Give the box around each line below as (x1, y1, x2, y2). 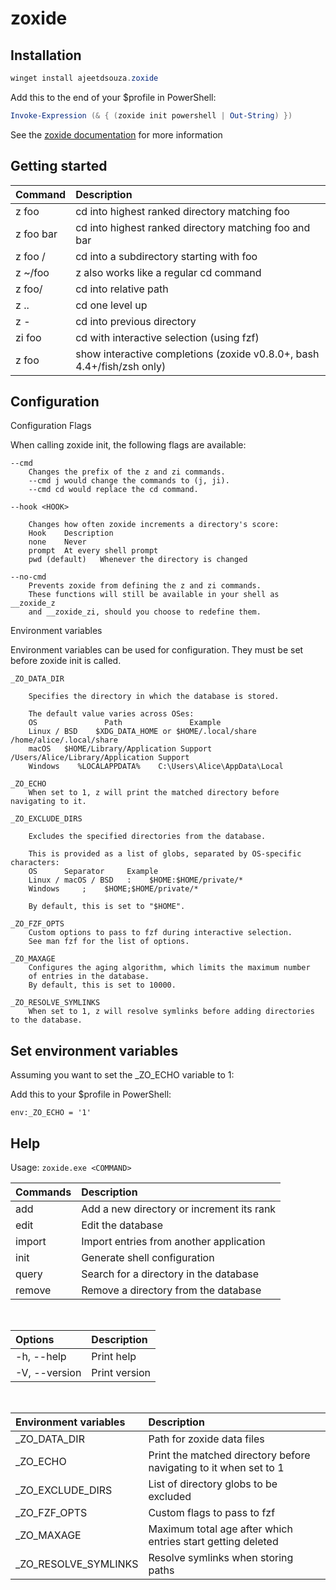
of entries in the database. (28, 972, 150, 982)
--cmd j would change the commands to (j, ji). (28, 476, 230, 486)
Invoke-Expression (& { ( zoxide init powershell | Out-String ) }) (10, 110, 293, 121)
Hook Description (28, 528, 114, 539)
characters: (10, 858, 60, 868)
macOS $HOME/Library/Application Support (28, 744, 213, 754)
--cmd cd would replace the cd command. (28, 485, 199, 495)
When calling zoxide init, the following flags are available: (10, 439, 247, 451)
